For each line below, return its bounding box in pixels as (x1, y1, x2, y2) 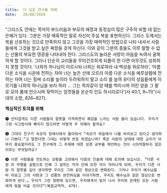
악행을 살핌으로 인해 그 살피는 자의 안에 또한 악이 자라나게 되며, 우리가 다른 (16, 162, 155, 167)
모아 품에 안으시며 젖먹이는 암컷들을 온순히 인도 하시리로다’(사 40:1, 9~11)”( (10, 88, 157, 95)
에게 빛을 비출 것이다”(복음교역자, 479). (5, 183, 80, 189)
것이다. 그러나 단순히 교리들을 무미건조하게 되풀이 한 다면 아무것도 (19, 57, 148, 63)
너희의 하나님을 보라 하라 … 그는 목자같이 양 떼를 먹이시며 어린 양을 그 (18, 82, 154, 88)
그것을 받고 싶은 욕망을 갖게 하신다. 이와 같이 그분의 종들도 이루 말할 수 (18, 45, 156, 51)
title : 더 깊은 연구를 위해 (5, 7, 57, 12)
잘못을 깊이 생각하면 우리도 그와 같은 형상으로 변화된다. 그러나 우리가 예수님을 (16, 168, 157, 173)
